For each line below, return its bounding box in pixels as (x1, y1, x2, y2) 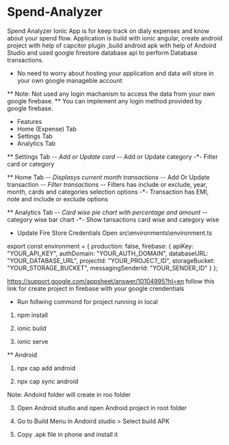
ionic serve (16, 337, 49, 346)
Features (16, 117, 42, 125)
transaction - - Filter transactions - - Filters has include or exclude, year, (7, 180, 208, 188)
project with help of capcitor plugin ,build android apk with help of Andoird (7, 41, 217, 49)
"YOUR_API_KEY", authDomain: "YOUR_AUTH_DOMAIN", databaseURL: (7, 249, 208, 257)
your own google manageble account (16, 76, 122, 84)
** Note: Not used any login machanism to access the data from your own (7, 90, 215, 98)
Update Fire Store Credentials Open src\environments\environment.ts (16, 229, 213, 237)
